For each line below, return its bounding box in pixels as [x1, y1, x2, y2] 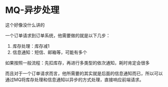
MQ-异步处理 [5, 4, 59, 16]
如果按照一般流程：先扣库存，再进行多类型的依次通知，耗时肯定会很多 [5, 60, 150, 66]
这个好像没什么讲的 [5, 22, 45, 28]
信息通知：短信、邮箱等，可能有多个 [12, 49, 87, 55]
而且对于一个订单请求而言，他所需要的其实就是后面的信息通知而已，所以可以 [5, 70, 163, 76]
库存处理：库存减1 [12, 43, 50, 49]
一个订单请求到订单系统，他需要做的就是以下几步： [5, 32, 110, 38]
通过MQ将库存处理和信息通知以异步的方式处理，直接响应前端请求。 [5, 77, 144, 83]
